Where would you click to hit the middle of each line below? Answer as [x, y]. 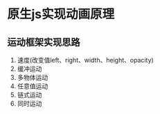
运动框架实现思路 [44, 42]
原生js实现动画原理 [61, 14]
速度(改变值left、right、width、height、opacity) [85, 60]
